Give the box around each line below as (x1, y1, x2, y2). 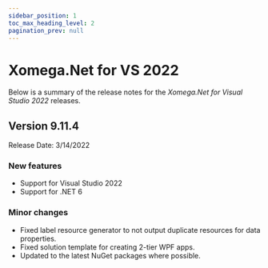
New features (8, 161, 62, 172)
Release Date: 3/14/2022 (8, 141, 90, 150)
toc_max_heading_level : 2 (8, 19, 94, 27)
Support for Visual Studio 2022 (19, 178, 122, 188)
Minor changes (8, 207, 69, 218)
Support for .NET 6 (19, 187, 82, 197)
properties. (19, 234, 57, 243)
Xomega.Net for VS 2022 (8, 61, 179, 79)
